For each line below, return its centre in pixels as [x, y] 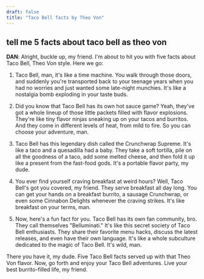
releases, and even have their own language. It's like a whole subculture [105, 238]
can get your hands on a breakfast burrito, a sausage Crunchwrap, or [102, 195]
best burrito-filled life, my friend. [47, 270]
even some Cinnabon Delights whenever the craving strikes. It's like [100, 201]
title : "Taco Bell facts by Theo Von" [55, 18]
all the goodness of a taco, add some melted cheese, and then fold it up [105, 157]
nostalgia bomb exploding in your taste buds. [72, 94]
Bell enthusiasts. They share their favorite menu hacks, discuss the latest [106, 232]
